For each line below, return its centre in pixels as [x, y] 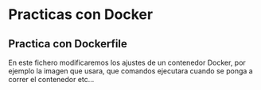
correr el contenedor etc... [51, 79]
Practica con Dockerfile [68, 44]
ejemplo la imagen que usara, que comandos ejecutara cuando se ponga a [130, 71]
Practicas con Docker [81, 15]
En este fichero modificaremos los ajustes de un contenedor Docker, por [127, 62]
